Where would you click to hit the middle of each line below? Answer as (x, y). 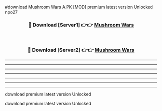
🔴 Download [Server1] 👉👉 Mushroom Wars (81, 25)
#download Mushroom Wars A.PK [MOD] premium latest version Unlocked (79, 7)
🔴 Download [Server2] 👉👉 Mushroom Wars (81, 50)
